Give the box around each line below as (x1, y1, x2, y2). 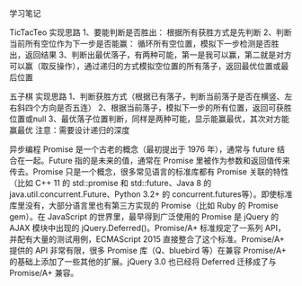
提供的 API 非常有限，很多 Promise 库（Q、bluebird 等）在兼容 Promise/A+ (9, 246, 287, 255)
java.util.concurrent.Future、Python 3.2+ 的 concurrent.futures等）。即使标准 (9, 189, 293, 200)
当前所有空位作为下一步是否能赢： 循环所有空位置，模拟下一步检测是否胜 (9, 39, 280, 49)
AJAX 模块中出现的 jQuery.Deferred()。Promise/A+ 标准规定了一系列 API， (9, 223, 286, 233)
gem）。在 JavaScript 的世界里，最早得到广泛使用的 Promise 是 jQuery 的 (9, 211, 280, 222)
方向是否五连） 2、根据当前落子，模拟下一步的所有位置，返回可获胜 (40, 103, 292, 112)
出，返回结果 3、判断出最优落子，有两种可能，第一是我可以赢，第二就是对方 (9, 49, 292, 60)
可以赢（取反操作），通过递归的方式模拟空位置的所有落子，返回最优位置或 (9, 61, 281, 71)
